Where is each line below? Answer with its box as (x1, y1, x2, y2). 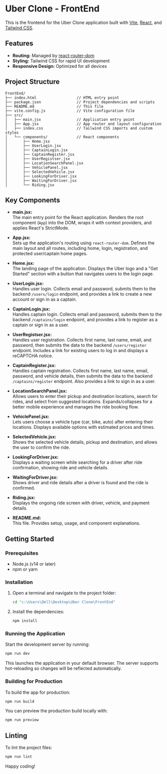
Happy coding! (5, 764, 36, 770)
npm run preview (5, 718, 39, 723)
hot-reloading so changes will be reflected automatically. (5, 665, 122, 671)
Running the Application (5, 630, 65, 637)
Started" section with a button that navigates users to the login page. (12, 271, 154, 277)
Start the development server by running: (5, 641, 90, 647)
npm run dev (5, 651, 30, 656)
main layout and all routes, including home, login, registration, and (12, 245, 148, 251)
